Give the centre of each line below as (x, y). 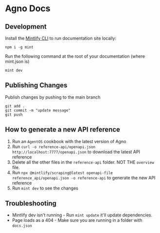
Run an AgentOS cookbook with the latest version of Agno (69, 141)
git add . (15, 106)
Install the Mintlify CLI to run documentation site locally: (61, 38)
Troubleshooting (31, 203)
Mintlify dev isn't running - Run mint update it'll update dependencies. (82, 215)
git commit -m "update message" (38, 110)
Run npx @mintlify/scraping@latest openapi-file (62, 172)
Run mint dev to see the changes (45, 188)
